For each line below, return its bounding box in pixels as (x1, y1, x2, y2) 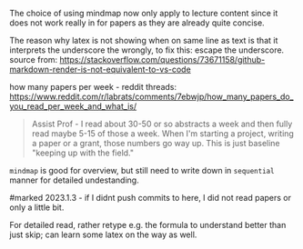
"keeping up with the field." (31, 147, 135, 158)
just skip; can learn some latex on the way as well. (9, 229, 197, 240)
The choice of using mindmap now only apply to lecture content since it (9, 8, 278, 18)
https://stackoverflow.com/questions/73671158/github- (59, 55, 266, 65)
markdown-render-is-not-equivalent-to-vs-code (9, 64, 191, 75)
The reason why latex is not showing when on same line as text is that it (9, 35, 278, 45)
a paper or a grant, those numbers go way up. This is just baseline (31, 138, 280, 148)
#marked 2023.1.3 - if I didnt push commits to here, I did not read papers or (9, 193, 291, 203)
